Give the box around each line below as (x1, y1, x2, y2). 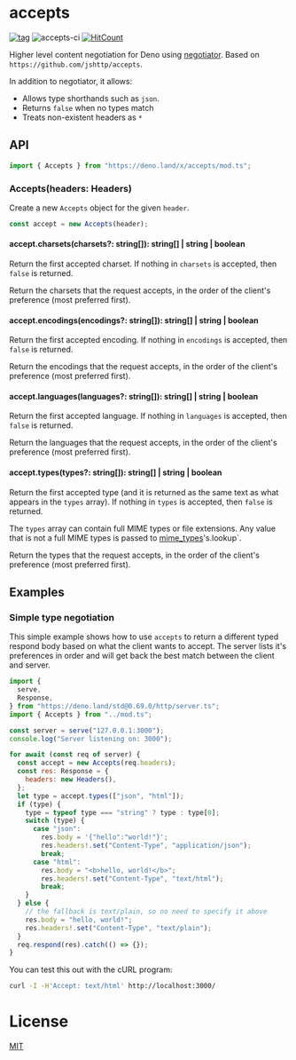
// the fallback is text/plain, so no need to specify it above (25, 907, 268, 916)
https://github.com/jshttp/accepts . (9, 59, 144, 69)
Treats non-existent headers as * (21, 112, 144, 123)
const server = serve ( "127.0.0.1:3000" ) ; (9, 726, 165, 735)
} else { (17, 899, 50, 908)
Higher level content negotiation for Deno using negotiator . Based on (9, 49, 260, 59)
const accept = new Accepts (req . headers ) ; (17, 758, 176, 768)
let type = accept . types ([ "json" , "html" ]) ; (17, 791, 184, 801)
